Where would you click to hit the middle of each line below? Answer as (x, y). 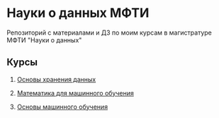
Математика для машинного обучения (75, 93)
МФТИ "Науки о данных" (44, 40)
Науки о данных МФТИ (78, 13)
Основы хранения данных (56, 79)
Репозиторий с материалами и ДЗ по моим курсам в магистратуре (109, 33)
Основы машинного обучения (62, 107)
